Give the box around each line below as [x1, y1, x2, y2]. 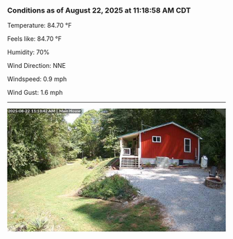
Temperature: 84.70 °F [7, 21, 72, 30]
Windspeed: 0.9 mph [7, 75, 67, 83]
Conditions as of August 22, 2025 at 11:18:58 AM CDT [7, 6, 191, 15]
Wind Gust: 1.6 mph [7, 89, 63, 97]
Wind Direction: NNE [7, 62, 66, 70]
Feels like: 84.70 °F [7, 35, 62, 43]
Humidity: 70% [7, 48, 50, 57]
